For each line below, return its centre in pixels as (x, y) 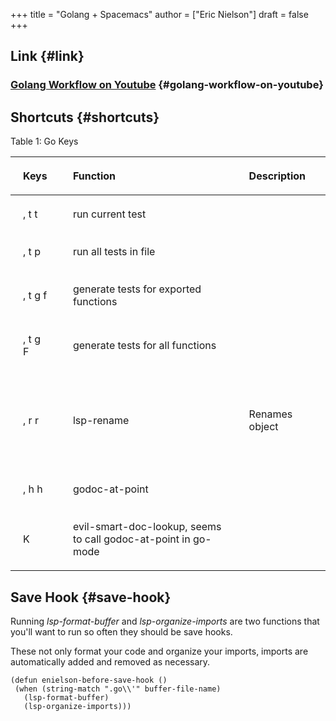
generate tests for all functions (144, 346)
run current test (109, 214)
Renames (270, 414)
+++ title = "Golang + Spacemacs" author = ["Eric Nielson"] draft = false (159, 14)
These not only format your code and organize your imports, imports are (159, 651)
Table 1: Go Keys (44, 141)
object (263, 427)
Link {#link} (47, 56)
